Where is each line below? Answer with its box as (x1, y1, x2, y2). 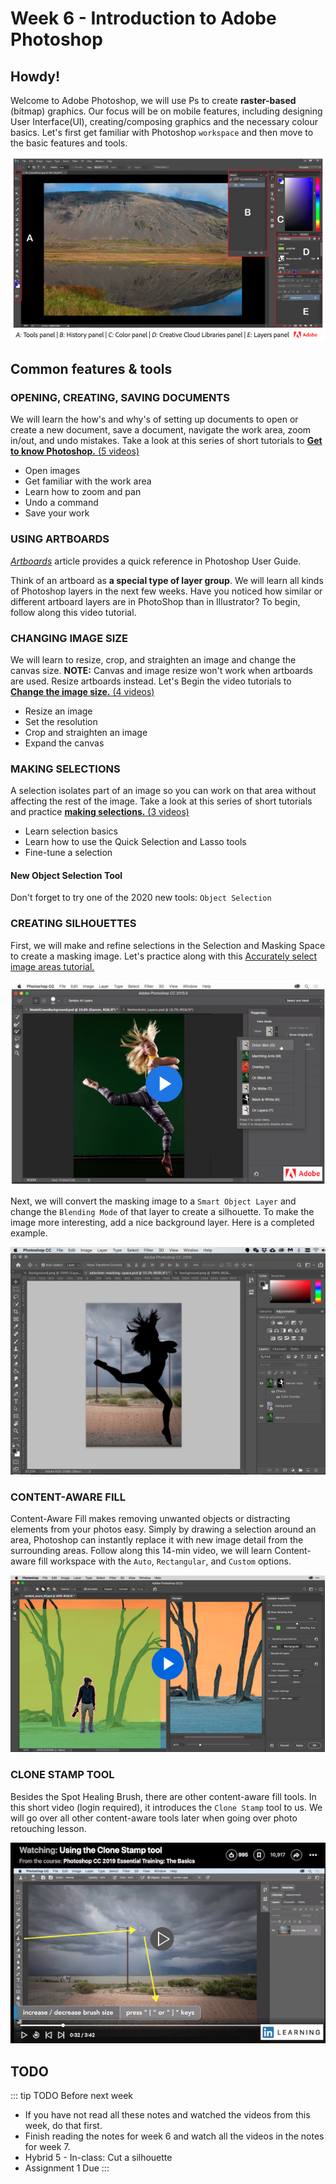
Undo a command (24, 497, 99, 509)
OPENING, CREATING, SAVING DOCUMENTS (10, 390, 230, 404)
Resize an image (24, 705, 93, 717)
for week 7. (24, 2141, 71, 2153)
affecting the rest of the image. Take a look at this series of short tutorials (10, 795, 313, 807)
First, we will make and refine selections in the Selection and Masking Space (10, 939, 326, 951)
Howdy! (10, 68, 61, 85)
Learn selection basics (24, 825, 118, 837)
